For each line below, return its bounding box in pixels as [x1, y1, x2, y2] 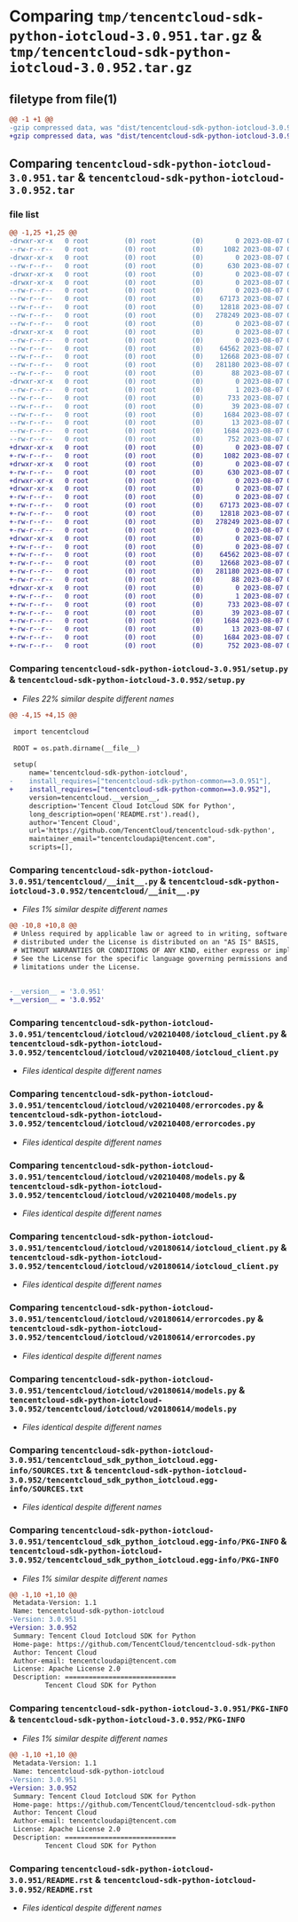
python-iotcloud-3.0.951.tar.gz [9, 28, 248, 45]
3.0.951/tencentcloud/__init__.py [9, 877, 158, 887]
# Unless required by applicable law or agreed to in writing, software [12, 930, 288, 939]
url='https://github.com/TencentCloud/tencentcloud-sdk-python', [28, 826, 276, 836]
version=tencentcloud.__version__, [28, 793, 161, 802]
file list [9, 208, 40, 220]
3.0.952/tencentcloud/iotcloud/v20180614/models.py [9, 1403, 238, 1414]
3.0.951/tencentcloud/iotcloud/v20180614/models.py [9, 1386, 238, 1395]
